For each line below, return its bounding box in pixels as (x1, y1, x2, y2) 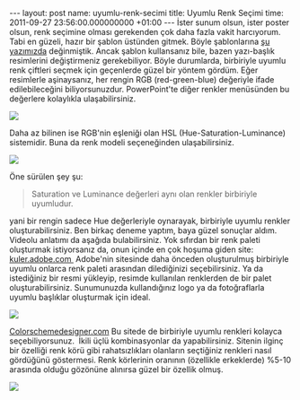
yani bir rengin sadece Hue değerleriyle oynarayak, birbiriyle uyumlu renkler (9, 215, 290, 226)
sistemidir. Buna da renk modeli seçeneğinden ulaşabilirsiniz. (9, 137, 235, 147)
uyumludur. (31, 198, 74, 209)
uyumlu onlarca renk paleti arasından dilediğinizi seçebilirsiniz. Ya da (9, 264, 263, 274)
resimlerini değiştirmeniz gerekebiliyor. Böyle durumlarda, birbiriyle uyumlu (9, 56, 287, 65)
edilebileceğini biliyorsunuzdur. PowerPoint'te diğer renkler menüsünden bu (9, 84, 290, 94)
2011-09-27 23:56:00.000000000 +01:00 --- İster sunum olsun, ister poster (9, 17, 290, 28)
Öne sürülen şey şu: (9, 171, 84, 182)
